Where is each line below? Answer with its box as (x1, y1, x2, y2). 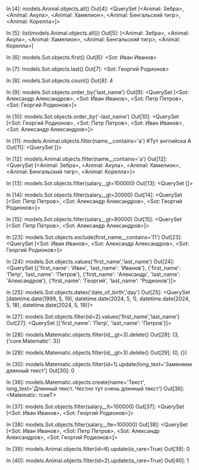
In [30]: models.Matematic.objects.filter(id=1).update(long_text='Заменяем (6, 361, 192, 367)
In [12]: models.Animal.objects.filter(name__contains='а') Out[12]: (6, 155, 168, 162)
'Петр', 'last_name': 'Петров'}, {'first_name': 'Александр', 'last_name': (6, 271, 180, 278)
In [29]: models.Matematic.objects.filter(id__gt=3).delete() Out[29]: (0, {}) (6, 349, 187, 356)
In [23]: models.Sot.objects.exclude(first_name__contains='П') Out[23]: (6, 234, 182, 240)
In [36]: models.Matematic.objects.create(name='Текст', (6, 379, 146, 385)
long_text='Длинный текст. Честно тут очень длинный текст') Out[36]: (6, 385, 185, 392)
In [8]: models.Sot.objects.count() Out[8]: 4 (6, 77, 113, 84)
